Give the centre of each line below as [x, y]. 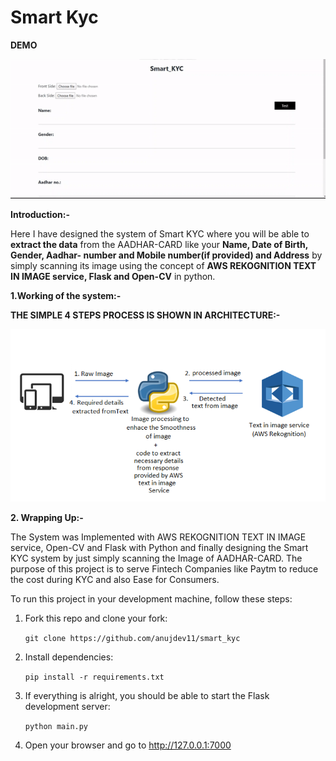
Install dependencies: [69, 657]
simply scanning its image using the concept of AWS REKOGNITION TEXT [163, 265]
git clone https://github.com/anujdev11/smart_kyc [132, 639]
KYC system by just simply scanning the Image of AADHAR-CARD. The [156, 558]
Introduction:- [40, 214]
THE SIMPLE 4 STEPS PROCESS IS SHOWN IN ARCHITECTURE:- [145, 315]
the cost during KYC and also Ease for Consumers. [115, 580]
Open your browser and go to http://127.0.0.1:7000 [128, 745]
